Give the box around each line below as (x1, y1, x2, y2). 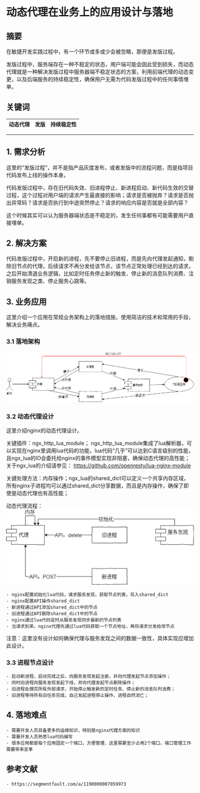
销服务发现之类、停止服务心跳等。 (6, 277, 90, 285)
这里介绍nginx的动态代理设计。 (6, 427, 83, 434)
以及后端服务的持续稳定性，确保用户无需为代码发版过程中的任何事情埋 (16, 76, 189, 82)
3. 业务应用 (6, 297, 47, 307)
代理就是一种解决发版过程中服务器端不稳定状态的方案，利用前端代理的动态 (6, 68, 189, 75)
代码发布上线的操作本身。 (6, 171, 69, 178)
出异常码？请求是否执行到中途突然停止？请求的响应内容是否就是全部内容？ (6, 199, 189, 206)
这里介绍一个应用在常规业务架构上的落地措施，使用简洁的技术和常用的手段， (6, 314, 194, 321)
